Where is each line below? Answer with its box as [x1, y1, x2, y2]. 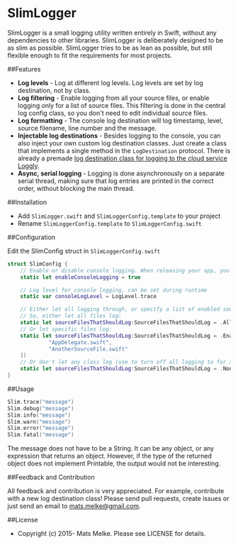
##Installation [7, 197, 47, 207]
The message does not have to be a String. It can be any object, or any [7, 444, 215, 453]
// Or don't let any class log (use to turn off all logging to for [20, 358, 227, 366]
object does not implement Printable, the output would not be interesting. [7, 459, 221, 468]
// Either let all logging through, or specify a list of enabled [20, 306, 220, 313]
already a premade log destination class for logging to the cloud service [17, 154, 228, 163]
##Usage [7, 385, 35, 393]
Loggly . [17, 161, 40, 170]
